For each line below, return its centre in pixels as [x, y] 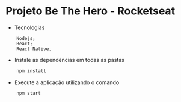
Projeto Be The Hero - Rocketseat [91, 11]
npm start [29, 93]
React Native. [34, 49]
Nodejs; [26, 38]
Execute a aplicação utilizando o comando [67, 82]
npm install [31, 71]
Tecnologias [29, 27]
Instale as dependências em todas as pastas [69, 60]
